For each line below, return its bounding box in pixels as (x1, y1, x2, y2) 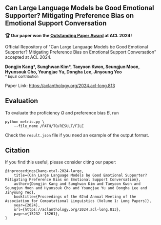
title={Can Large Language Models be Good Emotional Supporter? (14, 173, 147, 178)
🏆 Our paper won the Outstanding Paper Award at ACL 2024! (5, 32, 132, 38)
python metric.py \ (5, 119, 45, 124)
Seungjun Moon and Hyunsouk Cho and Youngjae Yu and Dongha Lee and (5, 186, 147, 191)
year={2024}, (14, 203, 40, 208)
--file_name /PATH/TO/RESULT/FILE (14, 123, 84, 129)
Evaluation (5, 97, 38, 105)
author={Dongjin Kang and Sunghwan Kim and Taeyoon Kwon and (14, 181, 141, 186)
